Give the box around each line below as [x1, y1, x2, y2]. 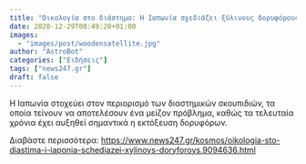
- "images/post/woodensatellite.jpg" [17, 38, 161, 48]
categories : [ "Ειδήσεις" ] [9, 56, 107, 65]
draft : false [9, 73, 59, 82]
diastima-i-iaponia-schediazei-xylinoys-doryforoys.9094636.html [9, 144, 257, 155]
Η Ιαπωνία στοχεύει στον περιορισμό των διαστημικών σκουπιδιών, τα [9, 97, 276, 108]
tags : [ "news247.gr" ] [9, 65, 92, 74]
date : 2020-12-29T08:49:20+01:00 [9, 22, 137, 31]
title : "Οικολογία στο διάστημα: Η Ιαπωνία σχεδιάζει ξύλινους [9, 13, 255, 23]
